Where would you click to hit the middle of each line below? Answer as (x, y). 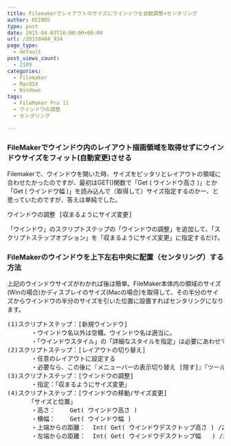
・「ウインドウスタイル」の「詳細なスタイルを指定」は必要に (117, 342)
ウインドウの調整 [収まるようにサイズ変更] (70, 214)
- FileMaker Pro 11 (41, 103)
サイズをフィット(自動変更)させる (76, 158)
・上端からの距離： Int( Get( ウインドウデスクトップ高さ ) (123, 428)
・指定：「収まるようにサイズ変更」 (80, 385)
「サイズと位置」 (54, 402)
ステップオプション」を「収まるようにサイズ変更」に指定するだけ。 (127, 237)
